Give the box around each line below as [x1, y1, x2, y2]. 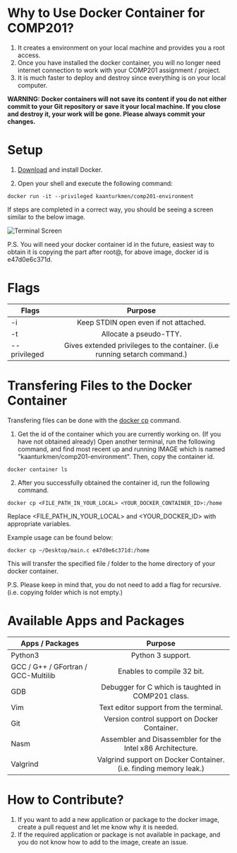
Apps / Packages [20, 638, 80, 648]
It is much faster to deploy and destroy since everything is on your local [17, 73, 226, 82]
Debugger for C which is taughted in [101, 682, 221, 692]
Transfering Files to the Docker [7, 378, 193, 393]
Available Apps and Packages [7, 613, 185, 629]
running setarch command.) [95, 349, 188, 359]
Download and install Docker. [17, 165, 103, 174]
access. [17, 51, 41, 59]
